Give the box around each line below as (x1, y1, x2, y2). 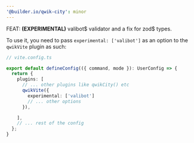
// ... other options (27, 98, 82, 104)
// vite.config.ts (6, 54, 52, 60)
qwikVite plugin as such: (6, 43, 67, 50)
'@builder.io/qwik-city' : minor (6, 8, 87, 15)
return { (11, 71, 33, 77)
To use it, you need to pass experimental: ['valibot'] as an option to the (6, 36, 188, 43)
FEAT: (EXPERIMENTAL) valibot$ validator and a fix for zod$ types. (6, 25, 172, 32)
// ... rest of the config (17, 120, 84, 126)
